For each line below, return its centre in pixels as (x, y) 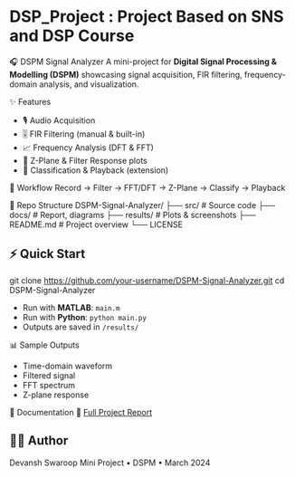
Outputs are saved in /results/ (81, 327)
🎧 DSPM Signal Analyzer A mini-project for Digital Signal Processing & (143, 62)
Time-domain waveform (67, 366)
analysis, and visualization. (89, 84)
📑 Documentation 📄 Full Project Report (81, 412)
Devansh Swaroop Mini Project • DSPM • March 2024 (110, 463)
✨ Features (30, 101)
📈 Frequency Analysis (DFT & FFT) (88, 148)
